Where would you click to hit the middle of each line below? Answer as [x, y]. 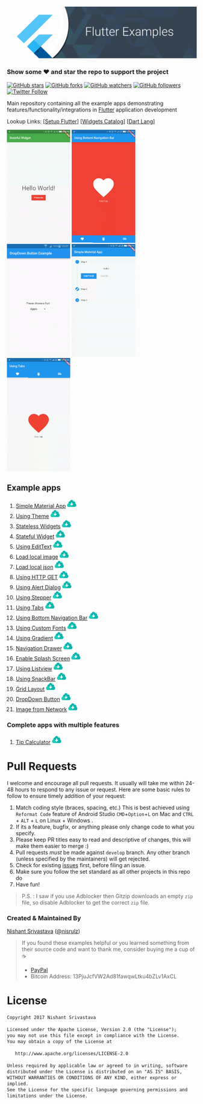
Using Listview [34, 669]
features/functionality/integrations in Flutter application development [92, 110]
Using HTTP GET [37, 577]
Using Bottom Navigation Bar [52, 618]
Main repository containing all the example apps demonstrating [85, 103]
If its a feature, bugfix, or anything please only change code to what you [105, 827]
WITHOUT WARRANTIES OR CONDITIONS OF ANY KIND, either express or [92, 1077]
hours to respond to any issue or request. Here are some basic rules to [102, 789]
